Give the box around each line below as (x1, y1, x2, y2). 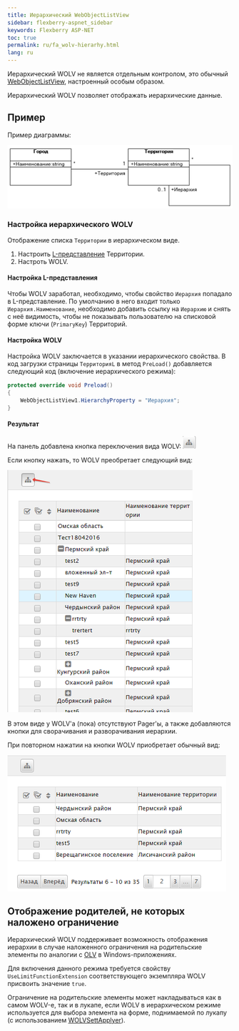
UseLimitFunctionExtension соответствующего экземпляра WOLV (7, 972, 205, 980)
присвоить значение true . (7, 980, 87, 988)
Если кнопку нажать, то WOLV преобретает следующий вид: (7, 455, 193, 464)
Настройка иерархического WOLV (7, 220, 133, 230)
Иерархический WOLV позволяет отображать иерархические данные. (7, 91, 223, 99)
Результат (7, 420, 39, 428)
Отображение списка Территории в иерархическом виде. (7, 235, 180, 244)
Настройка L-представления (7, 273, 98, 282)
